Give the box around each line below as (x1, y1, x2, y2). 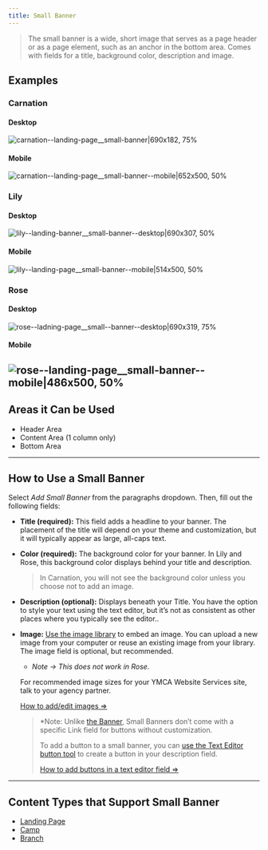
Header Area (19, 424, 62, 433)
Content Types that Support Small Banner (8, 795, 220, 808)
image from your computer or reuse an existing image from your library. (19, 638, 256, 647)
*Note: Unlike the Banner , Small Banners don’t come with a (39, 717, 234, 726)
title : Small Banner (8, 11, 77, 20)
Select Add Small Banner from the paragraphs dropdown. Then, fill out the (8, 492, 253, 503)
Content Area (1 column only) (19, 433, 116, 442)
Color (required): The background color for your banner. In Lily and (19, 549, 242, 559)
